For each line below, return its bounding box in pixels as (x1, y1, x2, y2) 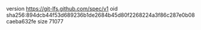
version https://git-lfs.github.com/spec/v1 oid (6, 5, 118, 12)
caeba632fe (6, 18, 37, 25)
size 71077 (37, 18, 64, 25)
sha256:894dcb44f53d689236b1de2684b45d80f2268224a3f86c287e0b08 (6, 11, 195, 19)
